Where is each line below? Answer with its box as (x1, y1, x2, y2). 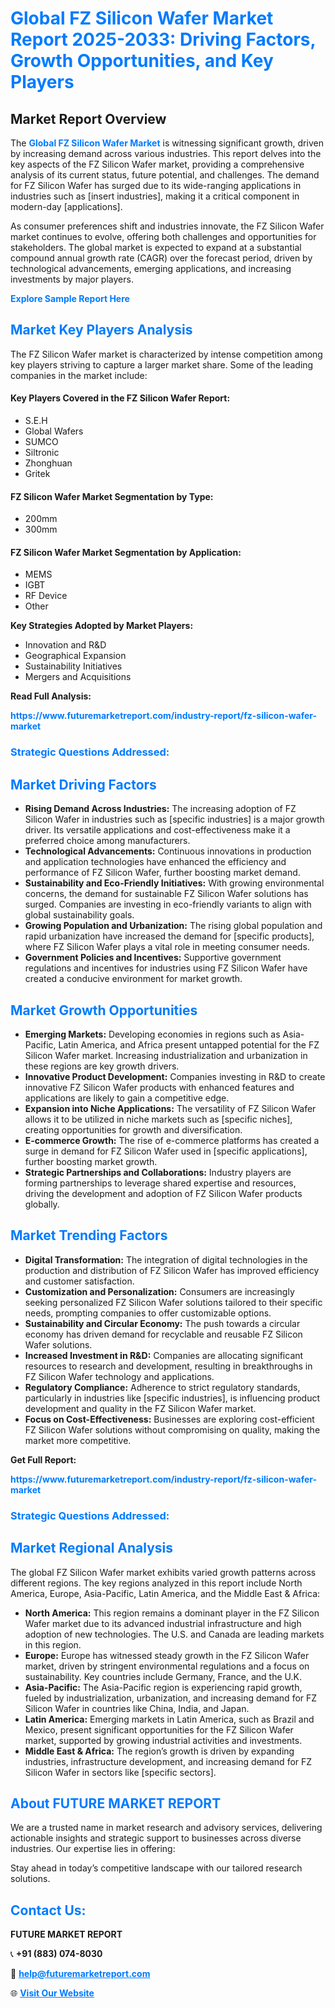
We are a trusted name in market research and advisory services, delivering (10, 1822, 323, 1834)
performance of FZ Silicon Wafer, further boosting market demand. (24, 867, 301, 879)
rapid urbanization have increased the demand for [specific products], (24, 930, 315, 942)
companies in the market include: (10, 369, 148, 381)
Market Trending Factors (10, 1227, 168, 1244)
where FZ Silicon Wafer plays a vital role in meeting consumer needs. (24, 941, 310, 953)
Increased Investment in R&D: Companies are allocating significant (24, 1349, 304, 1361)
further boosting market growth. (24, 1155, 158, 1167)
